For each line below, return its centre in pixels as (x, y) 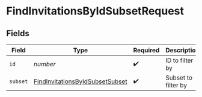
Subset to (179, 78)
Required (146, 50)
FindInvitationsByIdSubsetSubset (81, 81)
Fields (18, 33)
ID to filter (179, 60)
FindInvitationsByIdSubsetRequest (95, 11)
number (45, 64)
